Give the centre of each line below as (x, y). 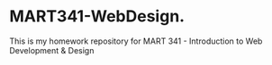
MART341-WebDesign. (97, 16)
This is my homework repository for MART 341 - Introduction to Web (136, 41)
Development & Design (52, 50)
